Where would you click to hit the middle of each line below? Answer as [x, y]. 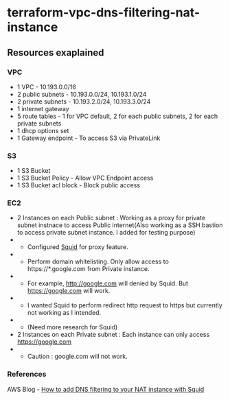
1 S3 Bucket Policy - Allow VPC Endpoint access [85, 178]
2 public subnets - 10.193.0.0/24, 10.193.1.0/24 [82, 94]
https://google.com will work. [69, 291]
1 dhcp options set [43, 130]
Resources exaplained [56, 52]
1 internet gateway [43, 108]
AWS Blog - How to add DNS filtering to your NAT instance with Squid [106, 389]
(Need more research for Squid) [72, 327]
